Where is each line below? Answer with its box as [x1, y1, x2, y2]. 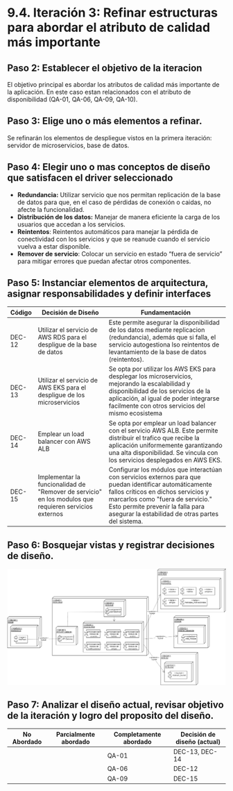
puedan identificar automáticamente [108, 480, 213, 488]
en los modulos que [37, 494, 94, 503]
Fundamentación [141, 308, 191, 317]
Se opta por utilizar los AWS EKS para [108, 365, 216, 373]
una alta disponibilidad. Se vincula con [108, 448, 218, 456]
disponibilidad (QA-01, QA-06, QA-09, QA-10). [7, 95, 138, 103]
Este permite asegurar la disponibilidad [108, 318, 220, 327]
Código [10, 308, 33, 317]
